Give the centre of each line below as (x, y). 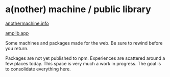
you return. (17, 48)
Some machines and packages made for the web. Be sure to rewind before (84, 43)
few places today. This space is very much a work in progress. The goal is (83, 63)
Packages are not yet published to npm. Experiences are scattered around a (85, 58)
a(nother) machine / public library (78, 9)
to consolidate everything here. (38, 69)
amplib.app (17, 33)
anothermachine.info (27, 23)
